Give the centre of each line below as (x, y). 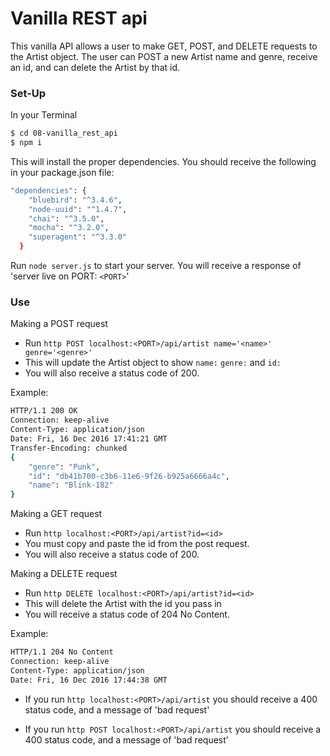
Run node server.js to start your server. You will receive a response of (156, 266)
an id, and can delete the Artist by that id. (95, 67)
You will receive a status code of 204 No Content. (127, 614)
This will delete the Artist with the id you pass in (123, 604)
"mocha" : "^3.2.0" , (69, 228)
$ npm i (26, 143)
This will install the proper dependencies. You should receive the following (163, 161)
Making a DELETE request (64, 574)
